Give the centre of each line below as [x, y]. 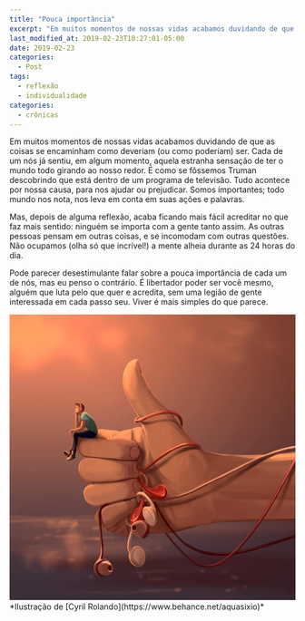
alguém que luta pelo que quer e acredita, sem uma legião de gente [136, 292]
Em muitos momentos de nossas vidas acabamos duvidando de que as [142, 141]
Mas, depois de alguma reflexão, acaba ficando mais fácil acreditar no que [149, 217]
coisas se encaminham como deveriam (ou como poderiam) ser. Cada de [146, 151]
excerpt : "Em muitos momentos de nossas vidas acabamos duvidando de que [152, 29]
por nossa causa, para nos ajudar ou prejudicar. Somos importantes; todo [147, 189]
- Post [30, 67]
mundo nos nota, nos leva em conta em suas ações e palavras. [127, 199]
